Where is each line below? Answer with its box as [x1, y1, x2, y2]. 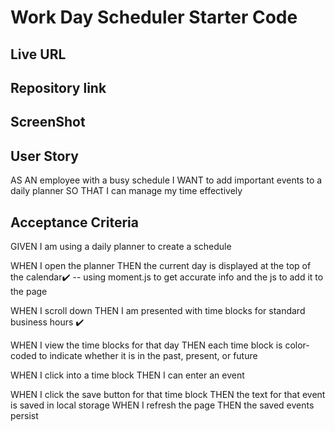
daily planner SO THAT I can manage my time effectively [10, 185, 243, 197]
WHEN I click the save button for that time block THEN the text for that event [10, 388, 326, 400]
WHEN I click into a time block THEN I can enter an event [10, 369, 245, 381]
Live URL [10, 46, 67, 63]
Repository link [10, 79, 107, 96]
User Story [10, 147, 79, 165]
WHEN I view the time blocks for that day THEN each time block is [10, 339, 283, 351]
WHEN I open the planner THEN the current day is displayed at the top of [10, 259, 312, 271]
